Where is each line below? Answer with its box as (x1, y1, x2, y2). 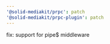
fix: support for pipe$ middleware (6, 31, 90, 38)
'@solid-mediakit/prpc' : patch (6, 8, 85, 15)
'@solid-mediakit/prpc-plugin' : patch (6, 14, 104, 20)
